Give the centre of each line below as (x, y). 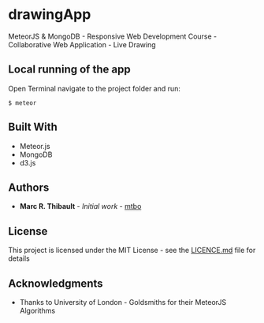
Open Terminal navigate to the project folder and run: (95, 88)
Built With (33, 127)
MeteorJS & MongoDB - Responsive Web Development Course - (113, 36)
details (19, 258)
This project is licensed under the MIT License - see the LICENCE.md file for (132, 251)
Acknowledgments (56, 283)
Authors (29, 187)
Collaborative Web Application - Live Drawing (82, 44)
